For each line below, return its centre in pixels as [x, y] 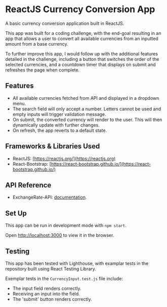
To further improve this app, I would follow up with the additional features [82, 54]
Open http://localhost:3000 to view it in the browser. [60, 235]
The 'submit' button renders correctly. [52, 299]
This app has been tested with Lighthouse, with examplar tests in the [77, 263]
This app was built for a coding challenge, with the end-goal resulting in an [83, 33]
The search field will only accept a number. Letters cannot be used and [87, 109]
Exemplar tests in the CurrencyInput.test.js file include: [64, 279]
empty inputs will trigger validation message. [59, 114]
